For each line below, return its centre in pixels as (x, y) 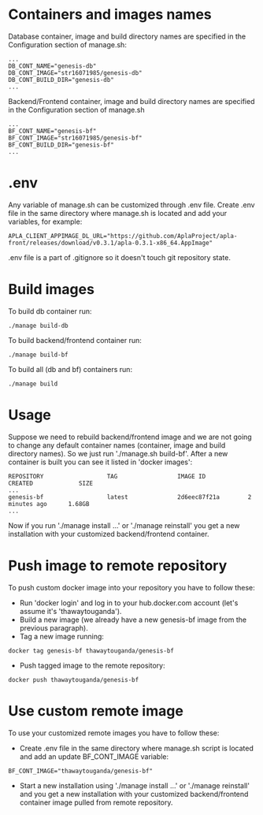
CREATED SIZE (50, 483)
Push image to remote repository (118, 566)
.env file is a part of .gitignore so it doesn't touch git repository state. (119, 257)
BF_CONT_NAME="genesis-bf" (52, 131)
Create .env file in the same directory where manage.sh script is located (136, 748)
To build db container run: (50, 311)
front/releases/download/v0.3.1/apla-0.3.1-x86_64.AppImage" (111, 243)
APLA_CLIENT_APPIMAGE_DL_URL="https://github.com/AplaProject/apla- (123, 236)
